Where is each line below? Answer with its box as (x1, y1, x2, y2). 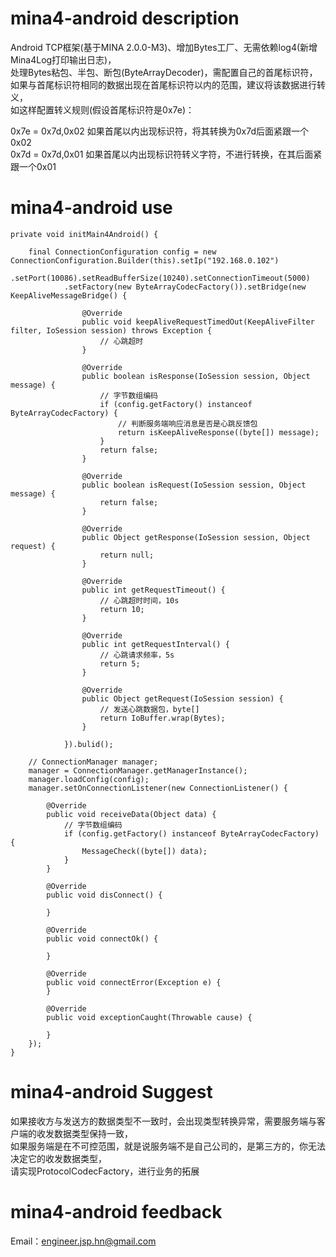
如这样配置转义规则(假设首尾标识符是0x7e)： (10, 103, 195, 116)
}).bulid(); (63, 739, 114, 749)
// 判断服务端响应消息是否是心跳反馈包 (117, 418, 258, 429)
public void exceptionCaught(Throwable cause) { (46, 1012, 253, 1022)
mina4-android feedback (10, 1201, 223, 1223)
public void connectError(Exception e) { (46, 977, 222, 987)
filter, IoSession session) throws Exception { (10, 325, 213, 336)
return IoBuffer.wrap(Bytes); (99, 713, 226, 723)
